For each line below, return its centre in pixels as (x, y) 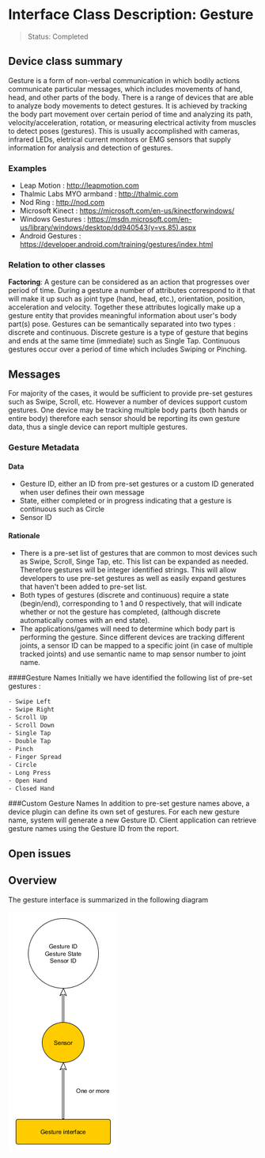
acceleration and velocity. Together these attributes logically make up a (125, 307)
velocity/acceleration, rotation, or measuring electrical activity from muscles (132, 122)
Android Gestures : (50, 236)
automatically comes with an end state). (85, 621)
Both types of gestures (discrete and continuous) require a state (124, 595)
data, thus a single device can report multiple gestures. (98, 427)
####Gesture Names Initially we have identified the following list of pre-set (131, 678)
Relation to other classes (57, 264)
